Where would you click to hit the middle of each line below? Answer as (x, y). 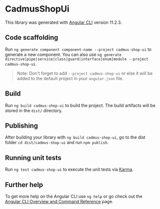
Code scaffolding (32, 38)
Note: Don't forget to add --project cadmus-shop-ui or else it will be (85, 73)
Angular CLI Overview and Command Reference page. (59, 201)
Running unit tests (33, 158)
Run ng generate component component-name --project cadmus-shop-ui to (78, 49)
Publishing (22, 125)
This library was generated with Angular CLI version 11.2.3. (64, 22)
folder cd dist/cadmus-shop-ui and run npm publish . (57, 143)
